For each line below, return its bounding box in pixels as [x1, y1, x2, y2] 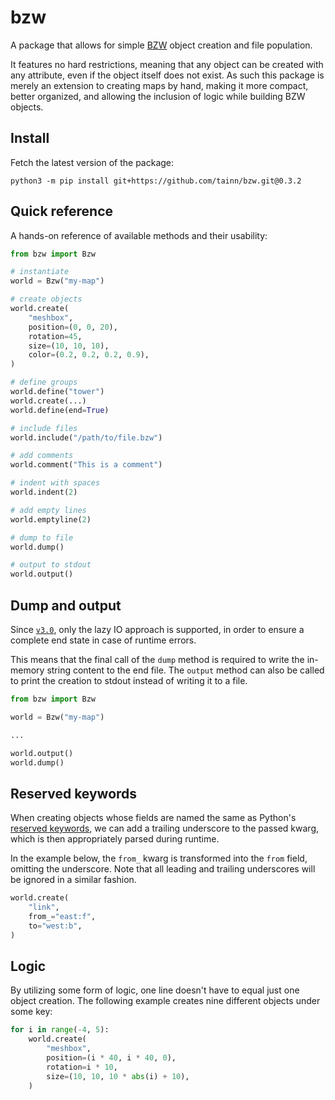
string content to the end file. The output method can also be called [46, 664, 325, 676]
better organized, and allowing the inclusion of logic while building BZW [10, 90, 306, 102]
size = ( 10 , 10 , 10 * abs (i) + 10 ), [46, 1071, 190, 1081]
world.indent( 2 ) [10, 487, 78, 498]
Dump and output [10, 597, 122, 614]
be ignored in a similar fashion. [10, 874, 137, 886]
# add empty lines [10, 505, 87, 515]
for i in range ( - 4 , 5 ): [10, 1025, 110, 1035]
